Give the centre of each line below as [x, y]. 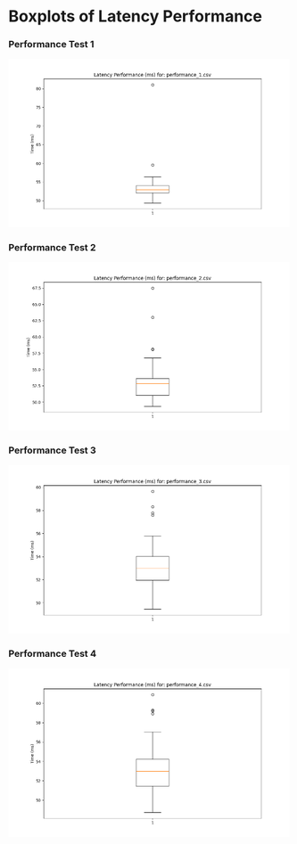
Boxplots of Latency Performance [135, 16]
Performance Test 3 [52, 450]
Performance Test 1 [51, 45]
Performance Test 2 [52, 247]
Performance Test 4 [53, 654]
